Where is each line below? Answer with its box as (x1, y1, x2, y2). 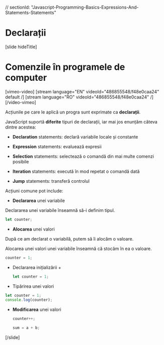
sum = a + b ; (12, 325, 40, 330)
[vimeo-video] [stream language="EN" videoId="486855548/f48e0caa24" (5, 88, 159, 94)
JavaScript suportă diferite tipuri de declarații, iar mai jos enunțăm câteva (5, 119, 158, 125)
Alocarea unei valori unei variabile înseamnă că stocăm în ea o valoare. (5, 246, 152, 252)
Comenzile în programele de (5, 61, 125, 73)
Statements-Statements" (5, 10, 57, 16)
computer (5, 72, 47, 83)
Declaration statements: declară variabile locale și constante (12, 134, 138, 140)
